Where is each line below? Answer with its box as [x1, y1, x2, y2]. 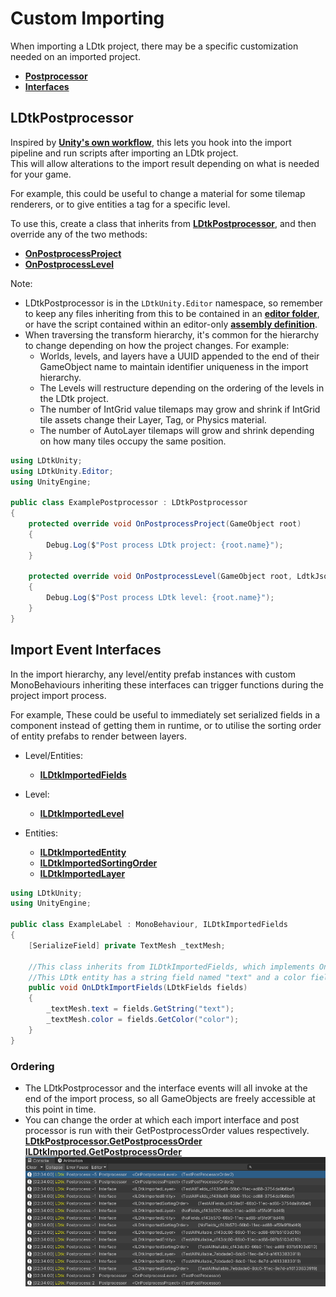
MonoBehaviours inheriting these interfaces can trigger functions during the [10, 678, 325, 691]
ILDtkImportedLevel [39, 807, 125, 819]
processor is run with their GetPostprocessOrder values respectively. [24, 1124, 310, 1136]
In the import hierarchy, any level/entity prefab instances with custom [10, 668, 296, 680]
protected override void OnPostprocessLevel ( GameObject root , [28, 572, 293, 582]
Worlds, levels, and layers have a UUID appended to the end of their [39, 350, 320, 362]
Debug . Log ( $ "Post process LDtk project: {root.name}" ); [46, 540, 284, 550]
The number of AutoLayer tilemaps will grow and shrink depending [39, 424, 315, 436]
